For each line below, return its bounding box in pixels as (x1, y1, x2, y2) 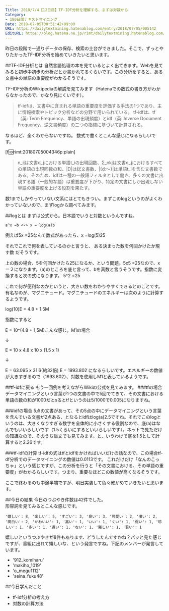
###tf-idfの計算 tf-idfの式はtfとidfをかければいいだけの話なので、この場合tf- (5, 450, 163, 456)
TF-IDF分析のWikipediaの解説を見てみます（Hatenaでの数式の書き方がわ (5, 86, 156, 91)
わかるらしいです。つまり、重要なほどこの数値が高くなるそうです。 (22, 469, 162, 475)
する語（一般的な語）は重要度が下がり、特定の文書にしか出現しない (22, 179, 163, 184)
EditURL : (5, 31, 24, 36)
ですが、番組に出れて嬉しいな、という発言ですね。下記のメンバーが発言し (5, 541, 159, 546)
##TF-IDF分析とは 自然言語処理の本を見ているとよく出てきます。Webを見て (5, 63, 163, 68)
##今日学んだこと (5, 584, 42, 589)
